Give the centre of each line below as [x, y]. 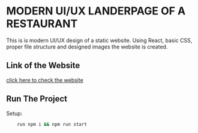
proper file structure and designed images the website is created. [87, 47]
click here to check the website [45, 80]
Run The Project [37, 99]
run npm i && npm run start [52, 124]
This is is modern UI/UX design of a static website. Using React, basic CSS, [99, 40]
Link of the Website [43, 66]
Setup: [14, 113]
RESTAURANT [42, 24]
